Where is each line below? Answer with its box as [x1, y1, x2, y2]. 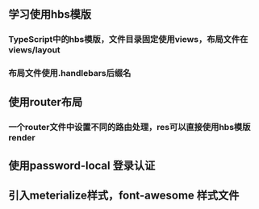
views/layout [8, 44, 61, 56]
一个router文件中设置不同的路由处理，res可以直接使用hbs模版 [8, 121, 251, 132]
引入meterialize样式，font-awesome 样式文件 [8, 189, 240, 203]
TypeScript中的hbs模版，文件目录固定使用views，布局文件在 [8, 34, 249, 45]
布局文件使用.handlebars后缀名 [8, 68, 132, 79]
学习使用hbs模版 [8, 7, 92, 22]
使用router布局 [8, 95, 83, 109]
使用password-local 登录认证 [8, 158, 156, 172]
